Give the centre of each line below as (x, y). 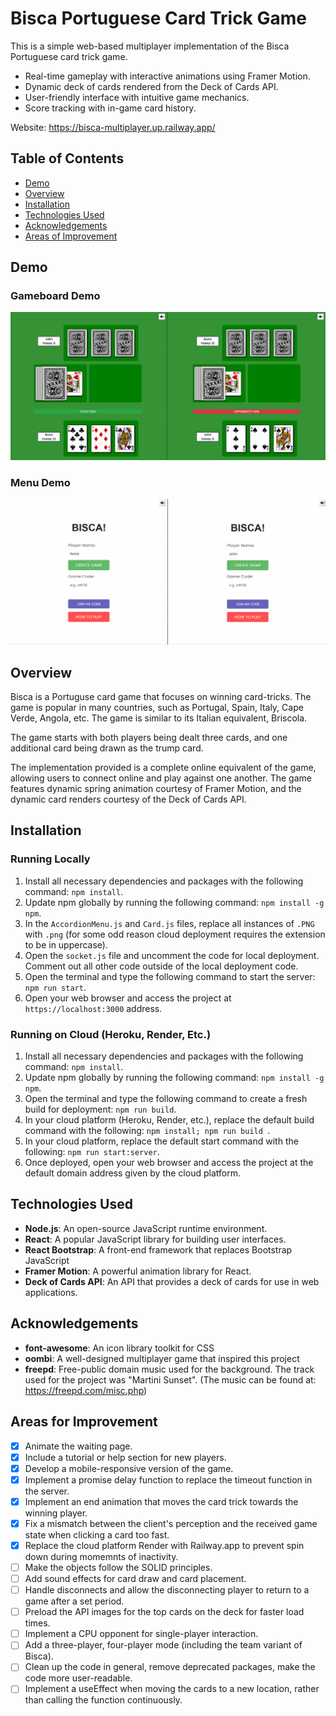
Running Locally (50, 859)
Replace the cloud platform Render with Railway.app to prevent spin (164, 1545)
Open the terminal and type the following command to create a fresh (166, 1099)
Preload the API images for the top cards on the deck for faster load (164, 1612)
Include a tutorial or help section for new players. (125, 1457)
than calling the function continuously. (103, 1700)
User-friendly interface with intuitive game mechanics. (137, 97)
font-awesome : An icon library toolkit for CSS (119, 1348)
